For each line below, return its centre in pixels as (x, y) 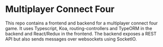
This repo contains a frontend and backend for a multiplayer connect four (82, 23)
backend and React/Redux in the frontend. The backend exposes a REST (81, 33)
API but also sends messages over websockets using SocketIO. (71, 39)
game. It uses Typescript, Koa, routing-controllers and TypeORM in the (79, 28)
